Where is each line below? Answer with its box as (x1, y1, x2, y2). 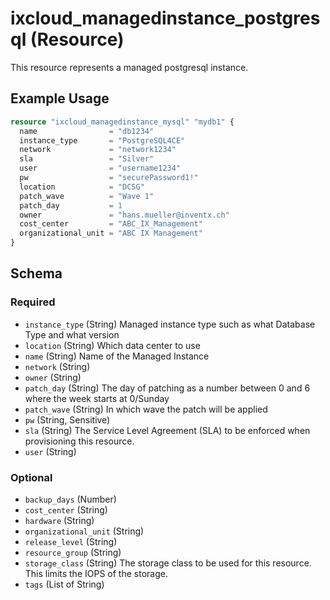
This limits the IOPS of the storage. (24, 567, 168, 579)
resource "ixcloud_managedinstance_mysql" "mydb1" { (10, 117, 235, 127)
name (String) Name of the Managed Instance (24, 350, 210, 362)
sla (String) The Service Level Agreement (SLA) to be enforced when (24, 424, 311, 436)
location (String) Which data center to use (24, 339, 201, 351)
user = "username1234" (19, 163, 182, 174)
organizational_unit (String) (24, 525, 145, 537)
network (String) (24, 360, 91, 372)
